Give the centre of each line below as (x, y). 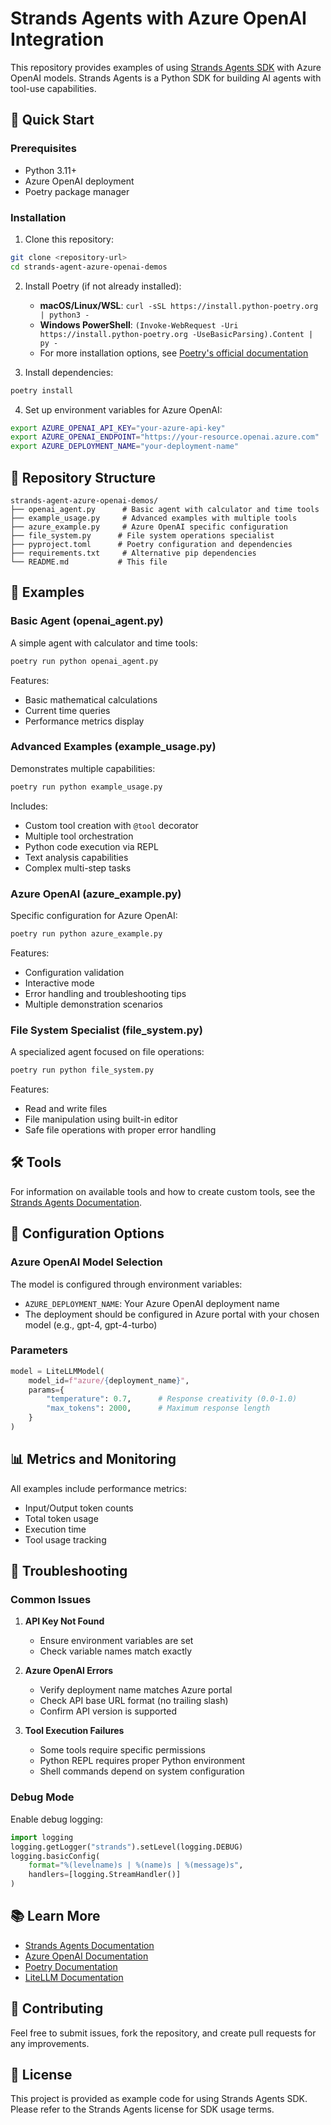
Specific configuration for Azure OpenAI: (94, 916)
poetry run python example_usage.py (86, 787)
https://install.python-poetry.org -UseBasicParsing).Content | (176, 334)
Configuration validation (74, 972)
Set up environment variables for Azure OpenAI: (123, 409)
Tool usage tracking (65, 1539)
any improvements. (50, 2043)
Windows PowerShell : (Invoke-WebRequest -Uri (139, 324)
